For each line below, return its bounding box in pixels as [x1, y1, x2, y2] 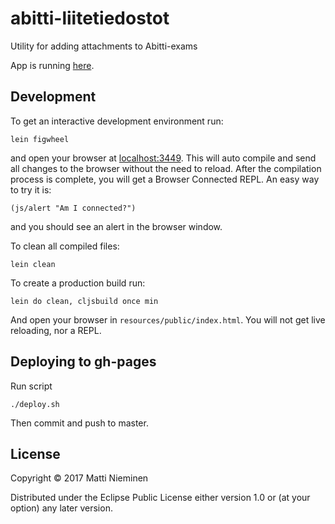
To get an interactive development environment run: [10, 115, 224, 127]
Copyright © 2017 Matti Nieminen [10, 472, 149, 484]
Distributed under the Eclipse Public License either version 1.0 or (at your [10, 492, 311, 504]
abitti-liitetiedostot [10, 7, 170, 30]
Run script [10, 380, 53, 392]
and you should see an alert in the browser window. [10, 220, 223, 232]
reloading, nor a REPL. [10, 324, 102, 336]
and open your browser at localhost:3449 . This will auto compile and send [10, 152, 317, 164]
